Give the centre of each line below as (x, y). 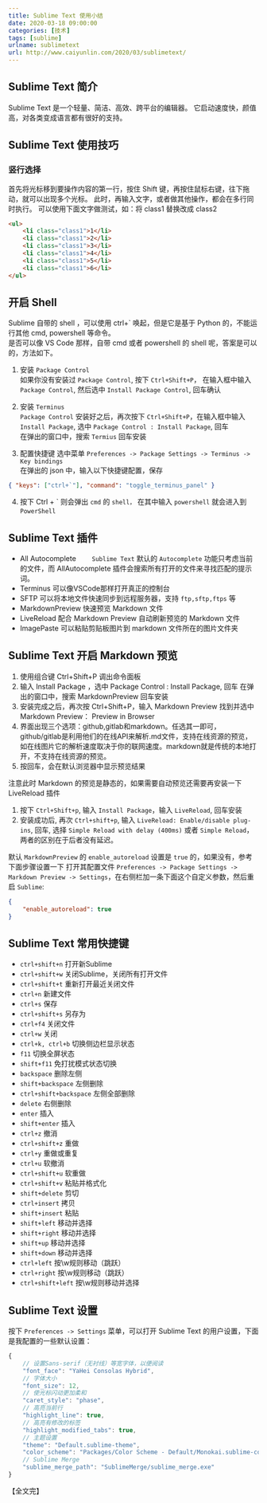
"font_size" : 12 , (51, 1386)
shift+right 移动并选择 (58, 1233)
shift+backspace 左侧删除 (62, 1084)
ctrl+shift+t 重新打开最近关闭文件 (77, 984)
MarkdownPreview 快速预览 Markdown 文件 (91, 608)
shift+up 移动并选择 (52, 1243)
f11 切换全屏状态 (47, 1054)
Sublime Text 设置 (53, 1311)
